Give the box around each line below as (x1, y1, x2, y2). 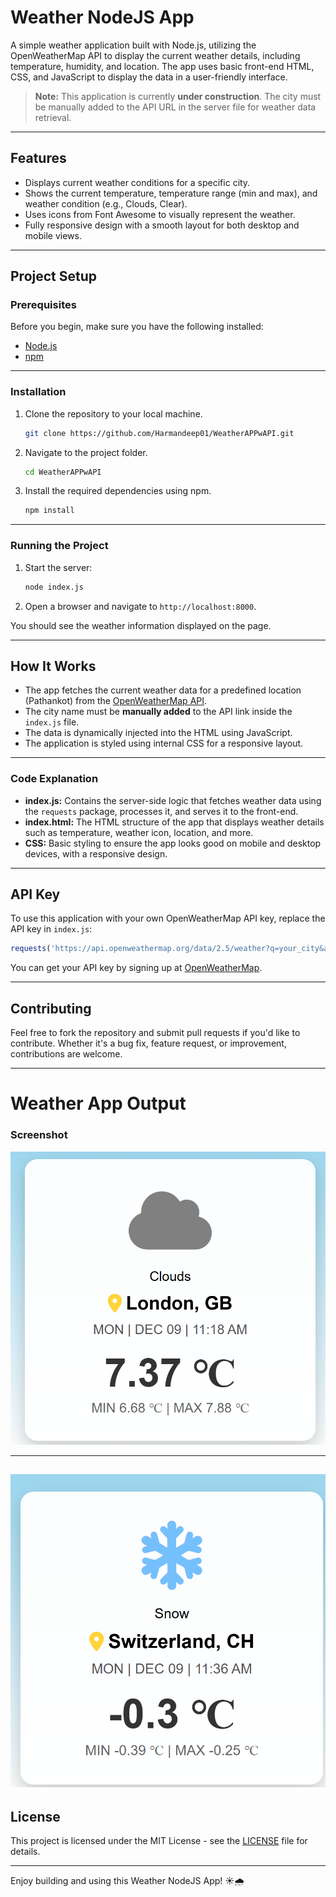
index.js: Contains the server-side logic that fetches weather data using (24, 794, 322, 806)
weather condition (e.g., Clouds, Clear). (24, 197, 188, 210)
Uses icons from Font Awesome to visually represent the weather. (24, 208, 296, 220)
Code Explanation (10, 772, 99, 786)
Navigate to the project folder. (24, 446, 148, 458)
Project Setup (10, 268, 98, 285)
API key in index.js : (10, 923, 93, 935)
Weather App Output (10, 1092, 187, 1115)
